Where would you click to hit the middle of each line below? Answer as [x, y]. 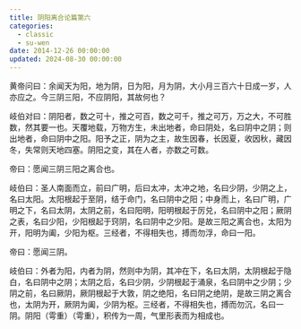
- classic [35, 34]
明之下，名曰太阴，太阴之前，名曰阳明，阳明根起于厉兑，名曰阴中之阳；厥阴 [150, 210]
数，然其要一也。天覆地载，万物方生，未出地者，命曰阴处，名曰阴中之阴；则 [150, 127]
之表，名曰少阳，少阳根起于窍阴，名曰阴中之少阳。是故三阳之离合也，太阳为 [150, 221]
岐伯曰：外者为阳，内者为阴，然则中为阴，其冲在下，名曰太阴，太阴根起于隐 [150, 271]
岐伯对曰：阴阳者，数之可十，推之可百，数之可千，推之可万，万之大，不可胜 [150, 116]
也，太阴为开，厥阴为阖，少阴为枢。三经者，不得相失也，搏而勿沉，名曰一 [146, 304]
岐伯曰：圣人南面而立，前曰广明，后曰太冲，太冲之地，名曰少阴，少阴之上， [150, 188]
